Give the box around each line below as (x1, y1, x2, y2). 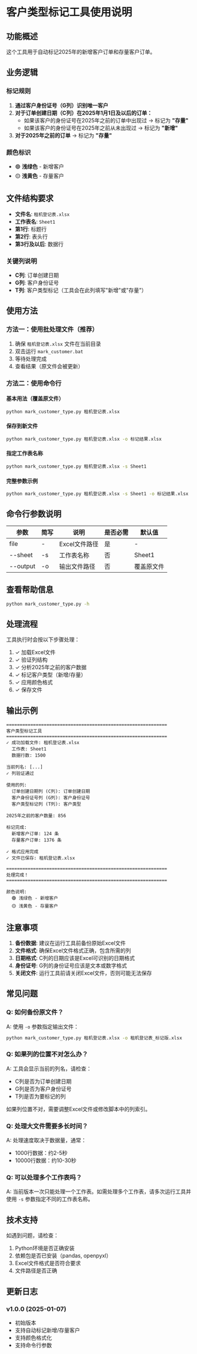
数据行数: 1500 (11, 753, 46, 759)
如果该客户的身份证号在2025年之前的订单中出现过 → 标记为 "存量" (23, 116, 189, 124)
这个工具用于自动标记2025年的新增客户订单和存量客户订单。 (6, 49, 156, 55)
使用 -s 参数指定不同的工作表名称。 (6, 1196, 94, 1203)
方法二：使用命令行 (6, 379, 62, 387)
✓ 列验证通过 (6, 771, 34, 777)
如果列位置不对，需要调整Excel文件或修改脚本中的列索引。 (6, 1105, 151, 1112)
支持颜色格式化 (14, 1334, 52, 1341)
